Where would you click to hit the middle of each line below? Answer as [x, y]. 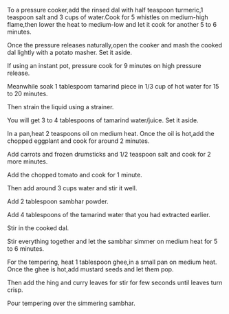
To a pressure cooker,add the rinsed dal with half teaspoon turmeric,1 [105, 10]
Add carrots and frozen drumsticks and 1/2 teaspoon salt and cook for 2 [109, 154]
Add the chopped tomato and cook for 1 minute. [75, 175]
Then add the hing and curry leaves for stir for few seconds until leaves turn [115, 282]
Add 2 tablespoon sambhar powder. [58, 201]
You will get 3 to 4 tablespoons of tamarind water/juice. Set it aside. [103, 120]
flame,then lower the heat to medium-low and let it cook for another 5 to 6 [112, 24]
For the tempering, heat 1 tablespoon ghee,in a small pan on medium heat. [112, 262]
